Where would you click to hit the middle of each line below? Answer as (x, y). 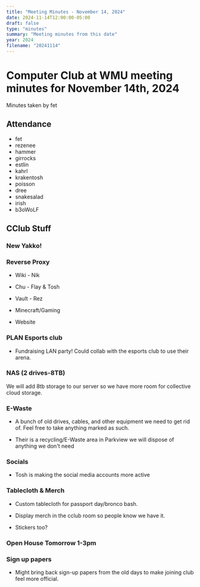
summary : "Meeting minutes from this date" (62, 34)
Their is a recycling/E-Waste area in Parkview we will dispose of (95, 440)
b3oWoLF (27, 209)
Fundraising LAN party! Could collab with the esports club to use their (102, 351)
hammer (25, 151)
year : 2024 (20, 40)
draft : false (23, 23)
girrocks (25, 158)
